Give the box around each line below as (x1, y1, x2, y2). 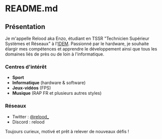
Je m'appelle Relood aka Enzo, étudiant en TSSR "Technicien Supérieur (5, 35, 149, 41)
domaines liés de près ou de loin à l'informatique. (5, 51, 104, 57)
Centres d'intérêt (5, 63, 47, 70)
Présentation (5, 23, 46, 31)
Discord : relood (12, 119, 45, 125)
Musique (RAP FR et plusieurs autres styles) (12, 90, 102, 96)
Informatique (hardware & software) (12, 80, 86, 86)
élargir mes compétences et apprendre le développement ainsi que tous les (5, 46, 158, 52)
